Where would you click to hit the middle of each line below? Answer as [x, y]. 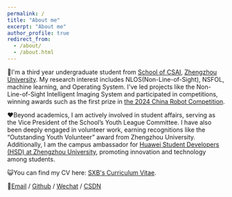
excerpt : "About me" [37, 26]
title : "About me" [34, 20]
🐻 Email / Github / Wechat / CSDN [54, 186]
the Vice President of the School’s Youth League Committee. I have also [109, 122]
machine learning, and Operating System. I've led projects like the [101, 87]
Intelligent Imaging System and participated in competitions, [132, 94]
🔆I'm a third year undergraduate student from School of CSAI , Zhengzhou [112, 72]
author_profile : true [38, 33]
